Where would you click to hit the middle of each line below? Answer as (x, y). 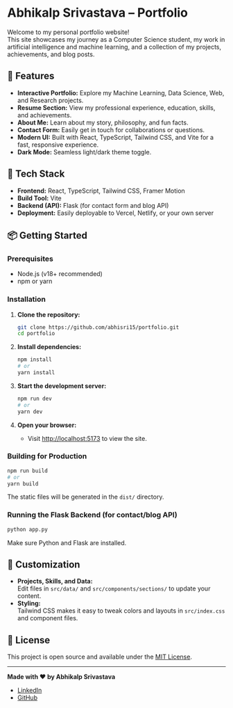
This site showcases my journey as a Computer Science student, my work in (116, 39)
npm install (34, 360)
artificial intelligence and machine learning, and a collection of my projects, (114, 47)
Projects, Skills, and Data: (55, 581)
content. (29, 596)
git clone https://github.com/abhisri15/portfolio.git (98, 327)
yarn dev (30, 412)
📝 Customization (44, 565)
